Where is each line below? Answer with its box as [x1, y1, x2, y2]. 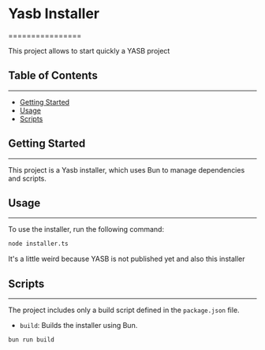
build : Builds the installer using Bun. [19, 321, 138, 330]
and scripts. [8, 173, 47, 183]
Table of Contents [8, 69, 99, 83]
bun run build [8, 336, 55, 344]
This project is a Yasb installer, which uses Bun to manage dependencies [8, 165, 245, 174]
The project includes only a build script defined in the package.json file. [8, 305, 240, 315]
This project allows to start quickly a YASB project [8, 46, 170, 55]
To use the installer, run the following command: [8, 225, 164, 234]
